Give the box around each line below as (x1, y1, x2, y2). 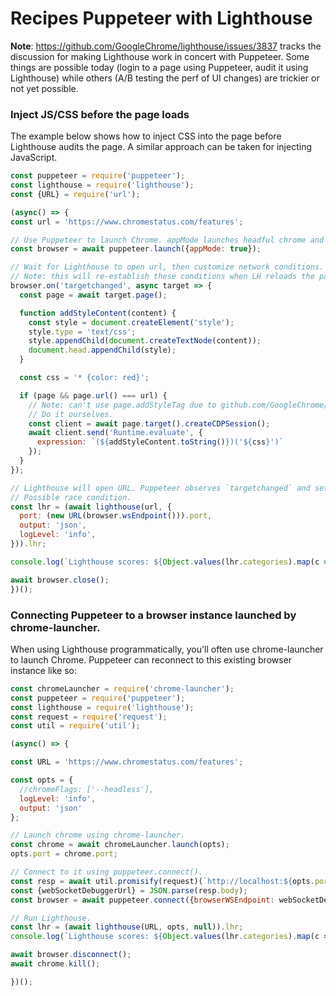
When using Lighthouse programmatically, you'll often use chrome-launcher (10, 643, 324, 655)
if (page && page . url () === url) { (19, 390, 168, 401)
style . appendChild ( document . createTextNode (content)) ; (28, 336, 262, 346)
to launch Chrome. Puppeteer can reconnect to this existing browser (10, 653, 293, 666)
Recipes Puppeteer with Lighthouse (10, 7, 313, 30)
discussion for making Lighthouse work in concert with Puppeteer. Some (10, 50, 310, 62)
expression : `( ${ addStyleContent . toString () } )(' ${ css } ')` (36, 437, 284, 447)
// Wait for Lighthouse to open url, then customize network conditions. (10, 262, 325, 272)
